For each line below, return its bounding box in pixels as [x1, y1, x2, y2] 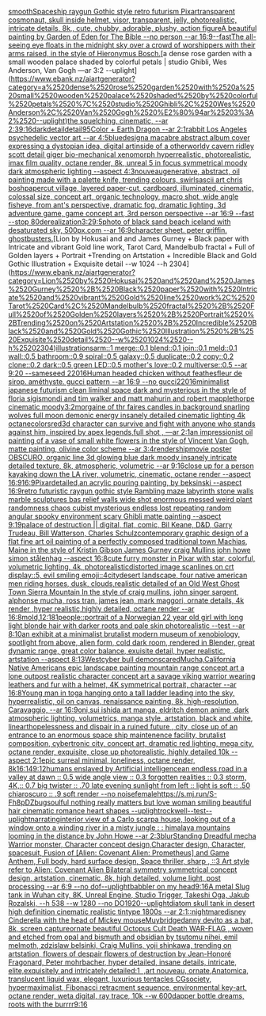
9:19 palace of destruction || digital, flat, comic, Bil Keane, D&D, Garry [8, 520, 233, 529]
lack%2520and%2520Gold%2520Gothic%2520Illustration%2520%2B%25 [8, 326, 254, 336]
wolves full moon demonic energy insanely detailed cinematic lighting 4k [8, 411, 245, 420]
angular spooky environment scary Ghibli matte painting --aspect [8, 512, 222, 521]
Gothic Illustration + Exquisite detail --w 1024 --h [8, 259, 168, 268]
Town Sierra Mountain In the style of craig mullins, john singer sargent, [8, 588, 239, 596]
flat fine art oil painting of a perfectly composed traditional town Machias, [8, 537, 248, 546]
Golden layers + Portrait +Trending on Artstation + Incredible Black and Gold [8, 251, 257, 260]
